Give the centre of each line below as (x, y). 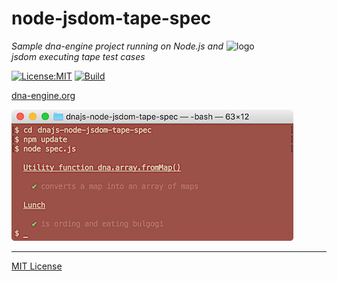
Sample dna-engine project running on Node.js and (117, 46)
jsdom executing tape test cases (78, 56)
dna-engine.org (43, 95)
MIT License (37, 266)
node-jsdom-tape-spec (111, 18)
